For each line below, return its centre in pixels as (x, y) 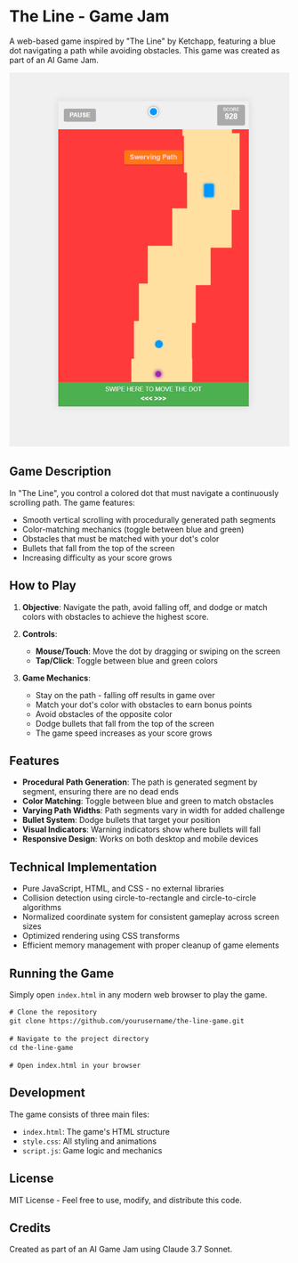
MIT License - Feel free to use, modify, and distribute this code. (125, 1200)
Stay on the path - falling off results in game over (125, 695)
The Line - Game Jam (89, 16)
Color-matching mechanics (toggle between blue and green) (133, 529)
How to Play (43, 586)
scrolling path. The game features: (72, 502)
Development (48, 1093)
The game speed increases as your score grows (124, 733)
